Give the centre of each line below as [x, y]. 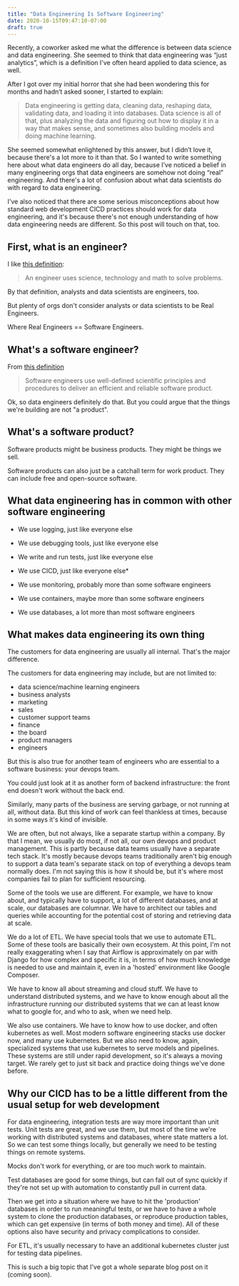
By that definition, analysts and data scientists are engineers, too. [103, 292]
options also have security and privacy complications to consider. [104, 1232]
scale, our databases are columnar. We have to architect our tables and [112, 908]
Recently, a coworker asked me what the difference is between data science [119, 48]
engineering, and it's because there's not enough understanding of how [113, 217]
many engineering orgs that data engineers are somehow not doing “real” [115, 173]
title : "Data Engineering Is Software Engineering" [86, 14]
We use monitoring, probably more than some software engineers [115, 584]
